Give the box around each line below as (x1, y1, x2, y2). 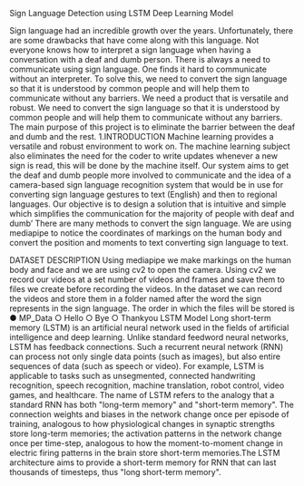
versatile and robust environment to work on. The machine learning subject (9, 141, 290, 151)
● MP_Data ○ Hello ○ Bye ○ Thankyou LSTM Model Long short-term (9, 313, 271, 323)
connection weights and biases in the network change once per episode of (9, 409, 289, 420)
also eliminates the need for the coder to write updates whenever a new (9, 151, 279, 161)
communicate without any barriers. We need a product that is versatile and (9, 92, 289, 103)
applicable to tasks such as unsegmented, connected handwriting (9, 371, 256, 381)
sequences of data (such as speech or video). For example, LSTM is (9, 361, 265, 371)
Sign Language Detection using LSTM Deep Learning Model (9, 8, 234, 18)
